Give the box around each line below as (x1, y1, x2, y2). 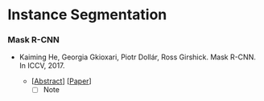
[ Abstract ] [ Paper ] (31, 76, 92, 86)
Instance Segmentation (7, 6, 167, 24)
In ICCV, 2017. (19, 61, 65, 71)
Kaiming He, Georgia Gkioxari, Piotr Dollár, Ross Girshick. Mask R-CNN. (19, 52, 257, 62)
